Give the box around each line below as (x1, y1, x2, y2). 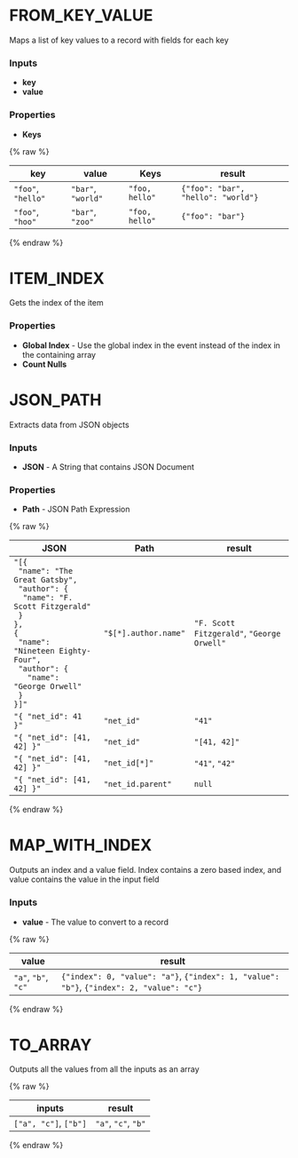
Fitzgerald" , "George (193, 627, 281, 639)
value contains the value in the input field (9, 874, 160, 884)
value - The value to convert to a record (21, 916, 169, 927)
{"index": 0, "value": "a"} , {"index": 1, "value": (60, 970, 280, 982)
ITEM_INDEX (9, 268, 105, 289)
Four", (13, 654, 42, 665)
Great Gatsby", (13, 575, 78, 585)
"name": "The (18, 566, 74, 576)
